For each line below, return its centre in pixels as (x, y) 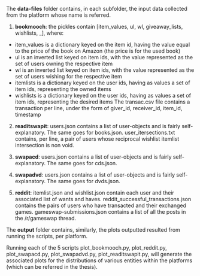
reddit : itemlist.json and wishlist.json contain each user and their (95, 193)
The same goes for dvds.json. (84, 181)
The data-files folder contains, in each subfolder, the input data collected (97, 9)
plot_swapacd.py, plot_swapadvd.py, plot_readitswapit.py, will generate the (99, 254)
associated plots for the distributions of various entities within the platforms (99, 260)
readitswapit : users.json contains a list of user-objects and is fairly (98, 126)
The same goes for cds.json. (82, 163)
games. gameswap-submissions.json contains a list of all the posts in (100, 212)
